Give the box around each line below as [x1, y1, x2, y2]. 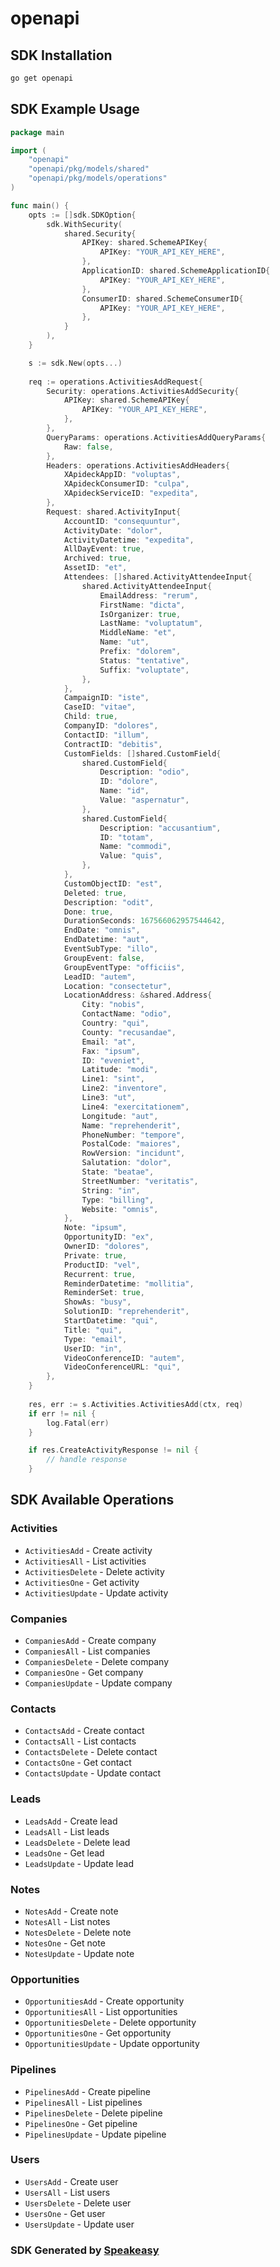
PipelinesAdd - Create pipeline [24, 2085, 151, 2097]
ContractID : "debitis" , [63, 739, 163, 749]
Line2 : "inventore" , [81, 1083, 168, 1094]
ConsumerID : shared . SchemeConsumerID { [81, 293, 244, 304]
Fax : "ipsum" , [81, 1046, 141, 1056]
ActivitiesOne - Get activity [24, 1576, 140, 1588]
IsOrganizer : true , [99, 609, 182, 619]
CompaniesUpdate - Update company [24, 1677, 173, 1689]
